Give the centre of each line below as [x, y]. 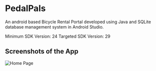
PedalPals [26, 8]
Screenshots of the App [42, 51]
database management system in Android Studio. [54, 27]
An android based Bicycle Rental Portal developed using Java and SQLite [78, 22]
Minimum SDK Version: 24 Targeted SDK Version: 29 [58, 36]
